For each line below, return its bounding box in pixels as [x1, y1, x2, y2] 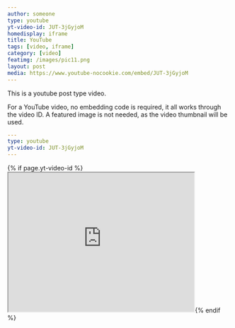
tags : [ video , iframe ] [7, 43, 74, 50]
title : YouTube [7, 37, 52, 44]
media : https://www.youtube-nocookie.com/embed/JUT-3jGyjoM [7, 69, 189, 76]
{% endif [195, 306, 221, 315]
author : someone [7, 10, 55, 18]
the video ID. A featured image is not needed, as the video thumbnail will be [7, 110, 228, 119]
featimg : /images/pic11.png [7, 57, 91, 64]
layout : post [7, 63, 46, 70]
